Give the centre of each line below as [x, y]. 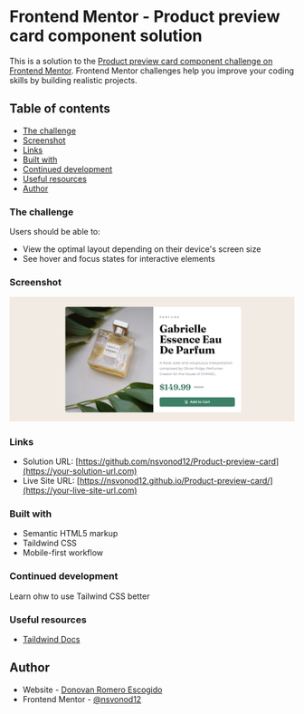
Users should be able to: [55, 232]
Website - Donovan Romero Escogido [92, 690]
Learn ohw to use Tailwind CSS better [80, 596]
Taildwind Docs [51, 640]
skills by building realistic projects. [73, 80]
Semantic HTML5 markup [70, 534]
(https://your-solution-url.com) [80, 471]
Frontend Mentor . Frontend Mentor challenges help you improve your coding [152, 71]
